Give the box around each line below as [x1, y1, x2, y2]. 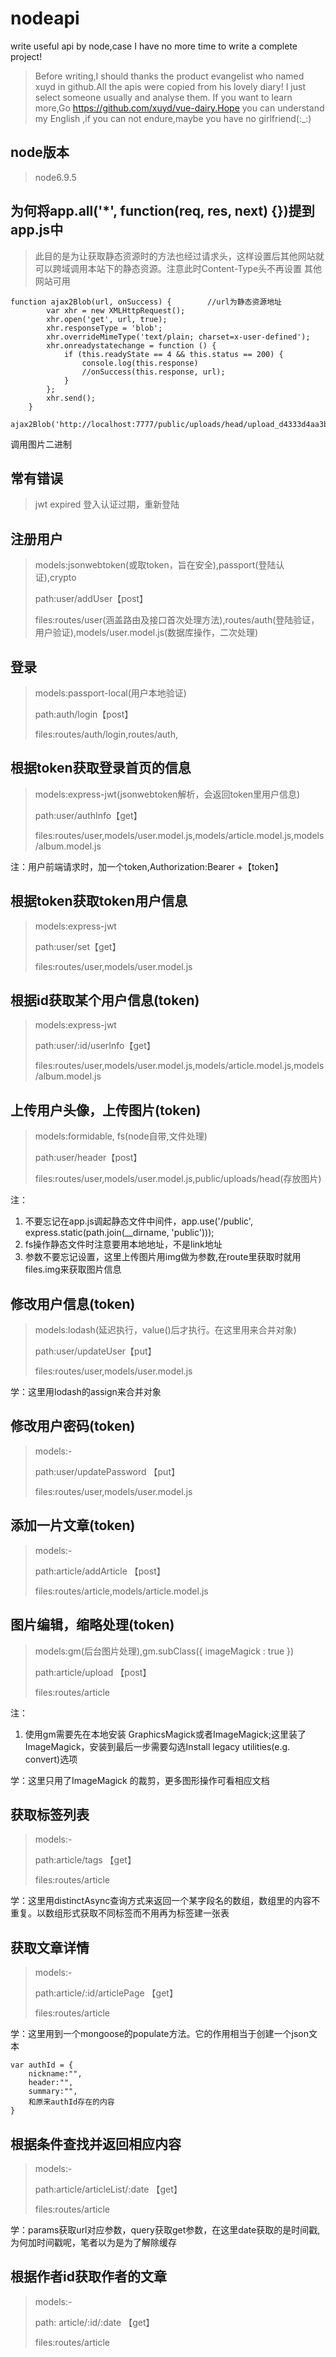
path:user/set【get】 [34, 940, 122, 952]
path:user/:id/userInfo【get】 [34, 1040, 156, 1052]
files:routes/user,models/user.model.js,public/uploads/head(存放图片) [34, 1173, 322, 1185]
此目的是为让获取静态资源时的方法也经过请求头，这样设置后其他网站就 [34, 250, 325, 262]
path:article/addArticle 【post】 [34, 1565, 166, 1577]
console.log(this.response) [81, 358, 199, 368]
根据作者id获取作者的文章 [10, 2268, 167, 2286]
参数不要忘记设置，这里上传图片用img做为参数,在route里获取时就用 [24, 1251, 302, 1263]
